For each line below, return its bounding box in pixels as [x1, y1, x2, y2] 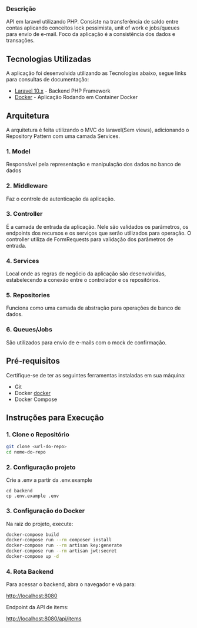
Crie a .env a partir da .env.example [6, 476, 92, 484]
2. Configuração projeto [6, 463, 76, 471]
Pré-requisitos [6, 356, 61, 366]
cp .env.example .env [6, 493, 59, 499]
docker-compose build [6, 531, 59, 538]
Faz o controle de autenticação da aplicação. [6, 195, 115, 202]
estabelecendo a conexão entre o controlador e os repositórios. [6, 277, 161, 284]
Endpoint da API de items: [6, 604, 69, 611]
